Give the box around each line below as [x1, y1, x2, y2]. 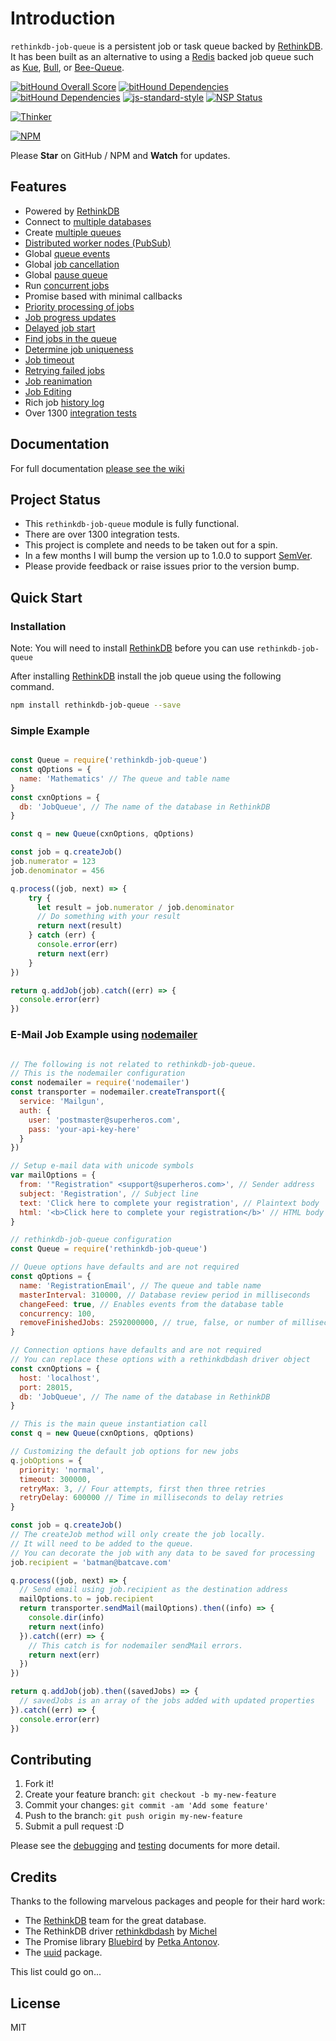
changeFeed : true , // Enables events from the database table [19, 1299, 284, 1309]
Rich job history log [24, 396, 105, 408]
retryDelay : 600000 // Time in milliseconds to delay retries [19, 1493, 284, 1503]
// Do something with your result [36, 912, 182, 922]
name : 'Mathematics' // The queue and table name [19, 773, 230, 784]
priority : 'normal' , [19, 1465, 105, 1475]
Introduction [10, 7, 116, 30]
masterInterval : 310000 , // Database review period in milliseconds [19, 1290, 311, 1300]
